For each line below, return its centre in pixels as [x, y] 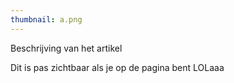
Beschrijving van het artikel [66, 48]
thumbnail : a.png [46, 19]
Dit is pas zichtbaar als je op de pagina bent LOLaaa [117, 67]
